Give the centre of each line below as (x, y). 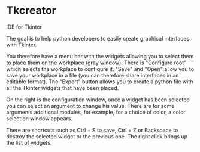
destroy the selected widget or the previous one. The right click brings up (97, 136)
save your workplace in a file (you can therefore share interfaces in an (93, 75)
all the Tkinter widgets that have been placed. (63, 88)
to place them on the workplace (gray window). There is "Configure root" (96, 63)
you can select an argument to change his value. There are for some (90, 106)
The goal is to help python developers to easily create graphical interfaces (98, 38)
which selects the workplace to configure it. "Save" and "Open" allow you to (100, 69)
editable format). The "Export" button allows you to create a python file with (100, 82)
